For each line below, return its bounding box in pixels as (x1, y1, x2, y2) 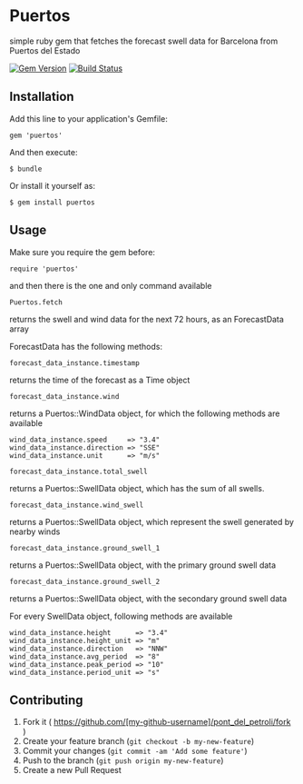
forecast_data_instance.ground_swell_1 (9, 543, 161, 552)
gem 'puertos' (9, 131, 64, 140)
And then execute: (9, 146, 78, 157)
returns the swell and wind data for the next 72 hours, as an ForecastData (9, 313, 284, 324)
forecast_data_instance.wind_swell (9, 501, 144, 510)
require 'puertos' (9, 264, 79, 273)
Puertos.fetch (9, 297, 64, 307)
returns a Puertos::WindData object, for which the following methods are (9, 408, 280, 419)
